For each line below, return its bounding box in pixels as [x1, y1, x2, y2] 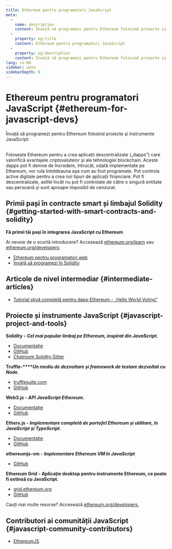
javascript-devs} [6, 114, 79, 125]
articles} [6, 283, 34, 291]
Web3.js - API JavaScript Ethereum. [6, 394, 85, 401]
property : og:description [15, 50, 71, 56]
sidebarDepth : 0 [6, 70, 40, 75]
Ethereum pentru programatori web [13, 254, 88, 260]
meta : [6, 12, 17, 17]
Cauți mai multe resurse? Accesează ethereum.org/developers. [6, 502, 139, 508]
